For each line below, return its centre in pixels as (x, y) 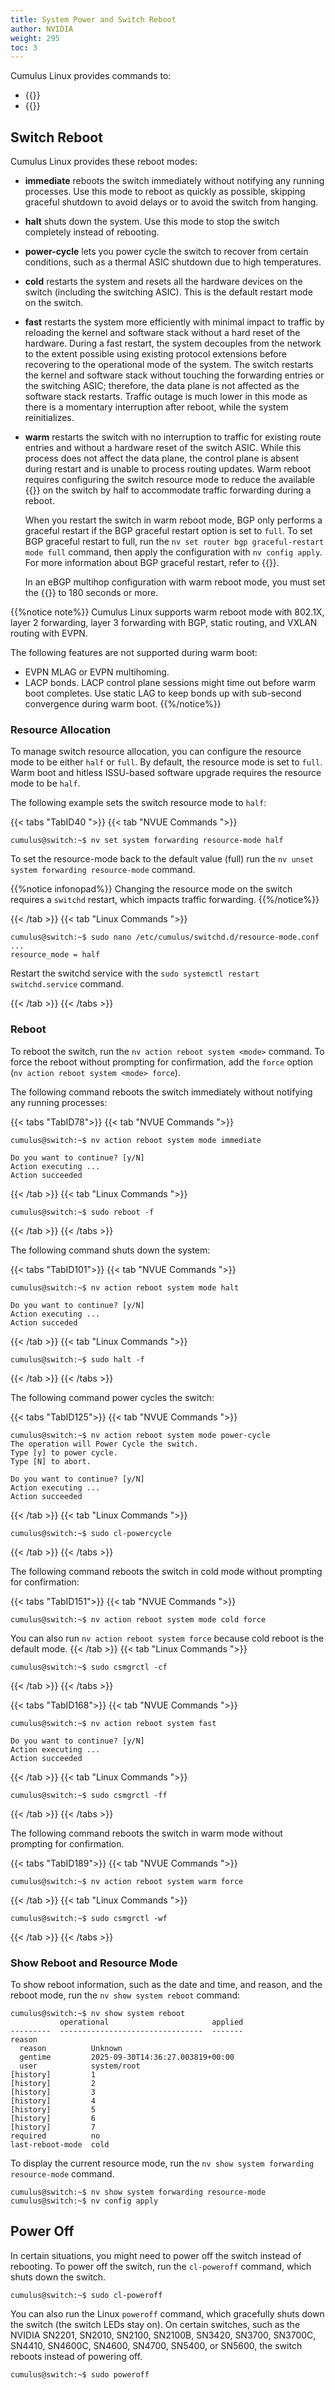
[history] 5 (53, 2109)
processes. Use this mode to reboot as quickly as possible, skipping (165, 192)
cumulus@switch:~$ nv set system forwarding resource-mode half (147, 841)
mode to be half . (45, 783)
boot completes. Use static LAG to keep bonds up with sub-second (163, 693)
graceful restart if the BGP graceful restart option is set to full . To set (168, 531)
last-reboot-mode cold (60, 2144)
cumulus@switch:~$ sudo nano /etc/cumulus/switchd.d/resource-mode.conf (165, 937)
